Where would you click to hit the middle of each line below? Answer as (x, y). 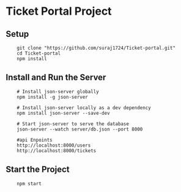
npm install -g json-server (52, 97)
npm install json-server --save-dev (64, 113)
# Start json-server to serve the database (73, 124)
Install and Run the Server (56, 78)
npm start (29, 183)
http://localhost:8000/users (54, 145)
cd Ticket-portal (39, 53)
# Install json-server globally (58, 91)
